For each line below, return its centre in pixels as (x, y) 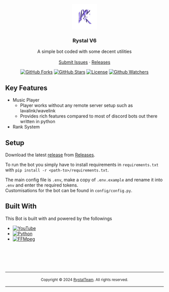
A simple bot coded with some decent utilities (84, 51)
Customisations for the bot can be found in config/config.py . (69, 190)
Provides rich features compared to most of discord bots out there (89, 116)
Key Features (26, 88)
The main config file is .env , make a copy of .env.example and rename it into (84, 180)
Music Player (26, 100)
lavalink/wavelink (38, 111)
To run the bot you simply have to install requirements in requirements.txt (82, 164)
